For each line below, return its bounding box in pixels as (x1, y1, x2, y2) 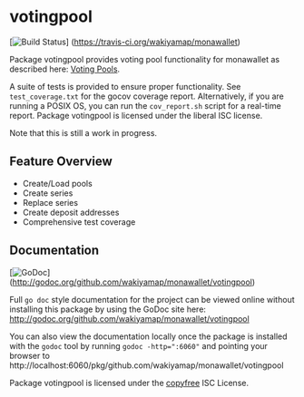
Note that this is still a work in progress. (9, 127, 157, 138)
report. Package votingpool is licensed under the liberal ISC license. (9, 110, 263, 121)
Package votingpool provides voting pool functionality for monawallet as (9, 53, 279, 64)
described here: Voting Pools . (9, 63, 121, 74)
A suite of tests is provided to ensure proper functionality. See (9, 81, 241, 92)
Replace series (22, 197, 79, 208)
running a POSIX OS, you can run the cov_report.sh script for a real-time (9, 100, 281, 111)
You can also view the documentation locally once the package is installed (9, 331, 288, 342)
